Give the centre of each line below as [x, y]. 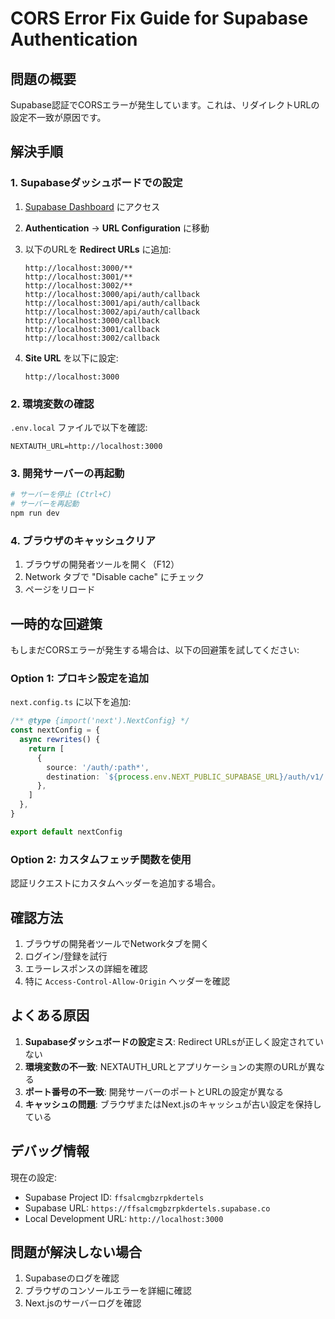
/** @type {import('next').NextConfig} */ [100, 721]
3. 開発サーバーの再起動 [67, 473]
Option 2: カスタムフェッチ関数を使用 [101, 859]
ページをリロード [60, 589]
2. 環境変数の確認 [52, 404]
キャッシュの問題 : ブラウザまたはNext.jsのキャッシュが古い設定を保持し [173, 1104]
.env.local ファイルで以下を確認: [79, 427]
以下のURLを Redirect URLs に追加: [98, 249]
